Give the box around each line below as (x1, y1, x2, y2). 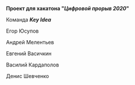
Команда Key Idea (6, 16, 51, 23)
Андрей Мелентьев (6, 39, 54, 45)
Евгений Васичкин (6, 50, 52, 57)
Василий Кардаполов (6, 61, 59, 68)
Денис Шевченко (6, 73, 49, 79)
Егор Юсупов (6, 27, 39, 34)
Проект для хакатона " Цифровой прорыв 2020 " (6, 5, 129, 12)
